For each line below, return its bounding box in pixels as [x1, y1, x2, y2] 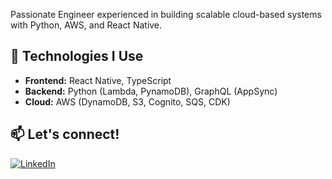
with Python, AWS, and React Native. [10, 19, 163, 31]
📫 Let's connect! [10, 126, 120, 143]
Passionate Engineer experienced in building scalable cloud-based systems [10, 9, 322, 20]
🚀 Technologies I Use [10, 48, 144, 65]
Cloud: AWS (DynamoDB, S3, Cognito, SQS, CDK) [24, 95, 231, 108]
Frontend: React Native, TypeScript [24, 74, 172, 86]
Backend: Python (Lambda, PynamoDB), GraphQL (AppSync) [24, 85, 278, 97]
